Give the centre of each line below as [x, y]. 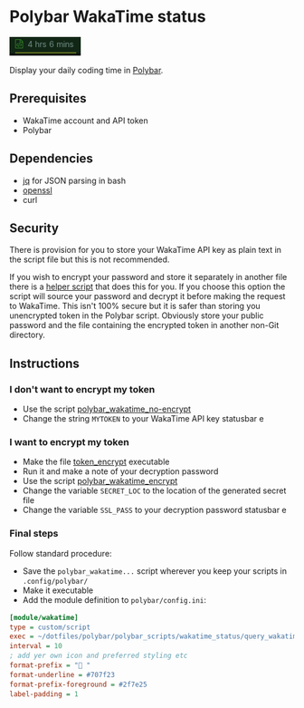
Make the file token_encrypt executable [96, 462]
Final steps [34, 534]
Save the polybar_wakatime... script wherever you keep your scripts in [155, 571]
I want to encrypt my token [69, 441]
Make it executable [57, 590]
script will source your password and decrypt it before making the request [147, 296]
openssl [37, 190]
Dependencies [51, 159]
